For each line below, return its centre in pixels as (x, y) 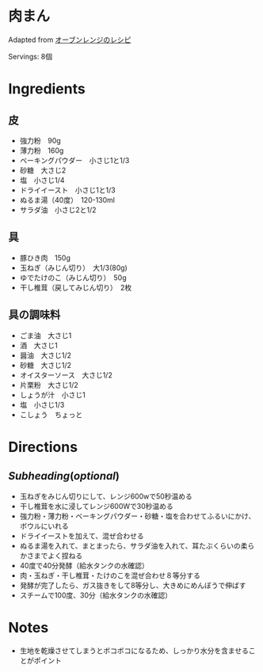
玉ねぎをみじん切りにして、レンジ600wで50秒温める (106, 496)
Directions (43, 447)
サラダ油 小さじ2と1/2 (58, 210)
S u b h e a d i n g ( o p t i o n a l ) (64, 476)
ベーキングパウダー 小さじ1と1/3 (74, 160)
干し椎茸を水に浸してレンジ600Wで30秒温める (96, 506)
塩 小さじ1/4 (42, 180)
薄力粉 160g (42, 150)
